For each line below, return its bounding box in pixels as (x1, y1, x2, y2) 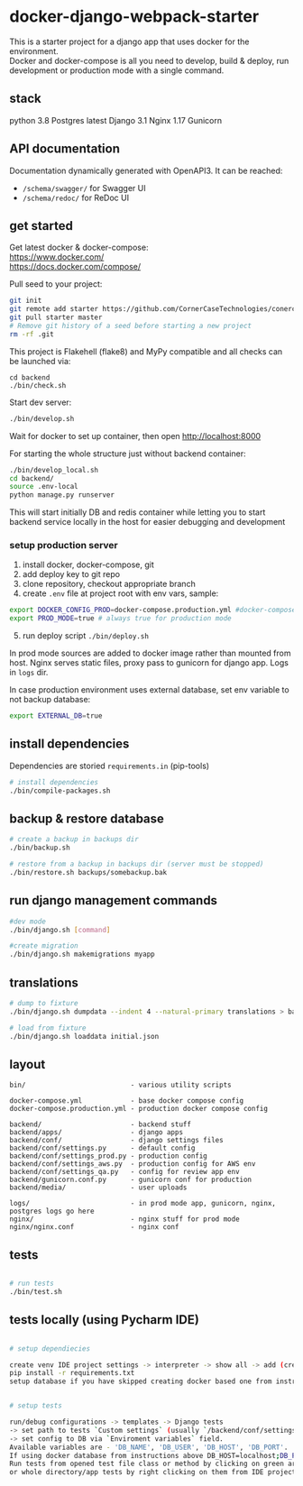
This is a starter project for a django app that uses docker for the (9, 36, 250, 47)
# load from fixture (9, 1023, 87, 1032)
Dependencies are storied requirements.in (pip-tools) (9, 760, 210, 771)
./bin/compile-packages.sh (9, 786, 111, 795)
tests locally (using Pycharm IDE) (9, 1312, 200, 1327)
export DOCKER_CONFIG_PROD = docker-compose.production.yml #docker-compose (9, 606, 297, 615)
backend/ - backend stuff (9, 1120, 192, 1129)
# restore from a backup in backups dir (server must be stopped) (9, 859, 264, 869)
